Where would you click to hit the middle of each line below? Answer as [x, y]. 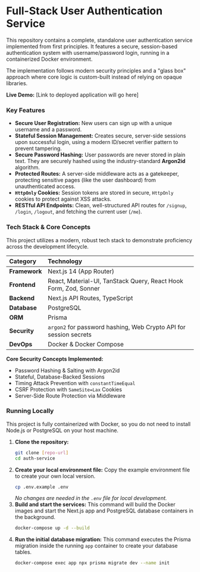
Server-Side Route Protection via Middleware [70, 396]
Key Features [26, 110]
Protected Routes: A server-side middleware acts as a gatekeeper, [97, 174]
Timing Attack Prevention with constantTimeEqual [75, 383]
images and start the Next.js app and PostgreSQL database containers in [104, 511]
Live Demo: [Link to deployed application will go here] [72, 95]
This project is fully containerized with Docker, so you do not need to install [99, 424]
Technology [65, 261]
